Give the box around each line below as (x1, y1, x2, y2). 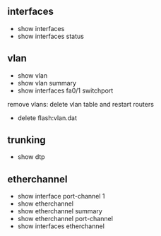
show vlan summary (17, 78, 76, 87)
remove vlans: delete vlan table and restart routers (7, 100, 154, 108)
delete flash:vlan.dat (17, 113, 78, 122)
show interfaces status (17, 32, 85, 40)
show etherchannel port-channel (17, 215, 113, 223)
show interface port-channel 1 (17, 192, 105, 201)
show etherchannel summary (17, 207, 102, 216)
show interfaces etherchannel (17, 222, 105, 230)
